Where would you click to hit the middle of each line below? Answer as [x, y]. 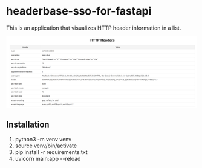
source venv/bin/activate [46, 146]
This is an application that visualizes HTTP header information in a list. [94, 28]
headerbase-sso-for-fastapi [79, 11]
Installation [28, 125]
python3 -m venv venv [43, 139]
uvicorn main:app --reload [48, 158]
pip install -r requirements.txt [51, 152]
